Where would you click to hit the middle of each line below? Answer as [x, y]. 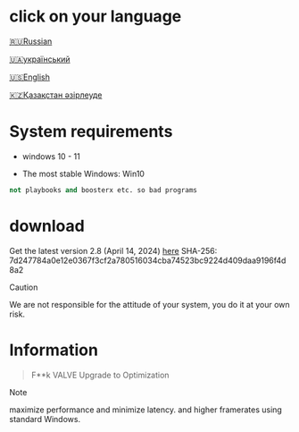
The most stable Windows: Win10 [83, 174]
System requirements [91, 132]
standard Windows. [45, 419]
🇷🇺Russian [31, 41]
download [47, 226]
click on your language [96, 17]
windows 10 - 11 [51, 156]
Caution [24, 287]
